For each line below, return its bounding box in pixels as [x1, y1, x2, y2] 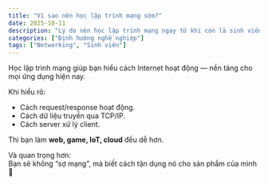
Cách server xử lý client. [19, 120, 100, 129]
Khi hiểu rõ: [8, 87, 46, 96]
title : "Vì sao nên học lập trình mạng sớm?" [8, 11, 162, 20]
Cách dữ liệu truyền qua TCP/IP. [19, 111, 126, 120]
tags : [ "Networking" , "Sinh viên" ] [8, 41, 127, 49]
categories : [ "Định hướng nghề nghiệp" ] [8, 33, 145, 42]
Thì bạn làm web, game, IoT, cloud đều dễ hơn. [8, 135, 164, 144]
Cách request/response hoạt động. [19, 103, 136, 112]
